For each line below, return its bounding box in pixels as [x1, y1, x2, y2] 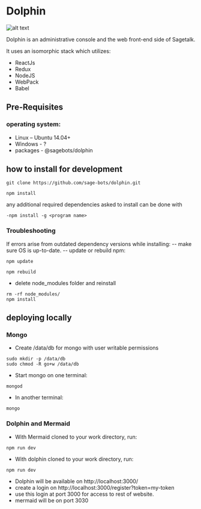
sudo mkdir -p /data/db [6, 356, 66, 362]
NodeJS [14, 72, 35, 79]
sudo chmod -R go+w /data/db [6, 361, 79, 368]
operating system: [6, 120, 61, 129]
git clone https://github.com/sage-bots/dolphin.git [6, 180, 141, 186]
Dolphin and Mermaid [6, 419, 71, 428]
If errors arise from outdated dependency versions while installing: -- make [6, 240, 192, 247]
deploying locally [6, 313, 72, 323]
